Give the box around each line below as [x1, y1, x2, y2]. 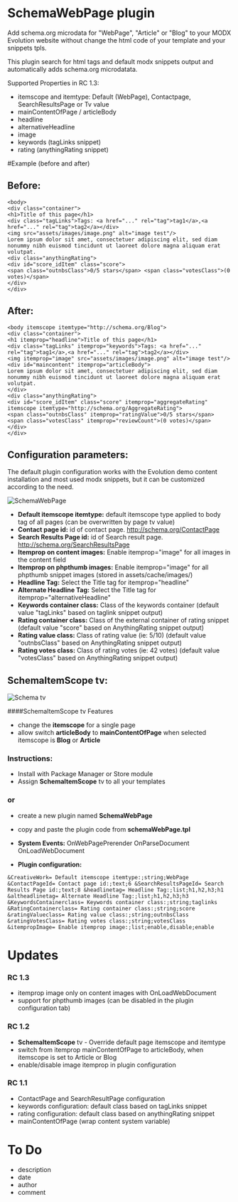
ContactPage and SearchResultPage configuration [17, 1094, 166, 1102]
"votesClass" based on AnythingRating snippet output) [17, 654, 178, 662]
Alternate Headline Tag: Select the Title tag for [17, 586, 156, 594]
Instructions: [7, 753, 53, 763]
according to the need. [7, 483, 74, 491]
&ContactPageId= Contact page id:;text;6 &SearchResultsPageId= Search [7, 880, 224, 887]
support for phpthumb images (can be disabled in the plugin [17, 997, 194, 1005]
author [17, 1180, 38, 1188]
